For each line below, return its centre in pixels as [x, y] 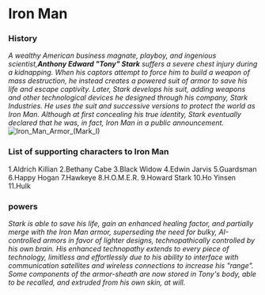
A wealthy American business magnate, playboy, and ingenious [112, 55]
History [23, 39]
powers [23, 206]
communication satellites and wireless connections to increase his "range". [131, 266]
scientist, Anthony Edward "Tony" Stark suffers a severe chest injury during [133, 64]
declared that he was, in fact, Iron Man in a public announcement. [116, 123]
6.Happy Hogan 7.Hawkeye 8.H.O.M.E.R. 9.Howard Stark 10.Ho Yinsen [122, 177]
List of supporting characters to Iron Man [89, 152]
